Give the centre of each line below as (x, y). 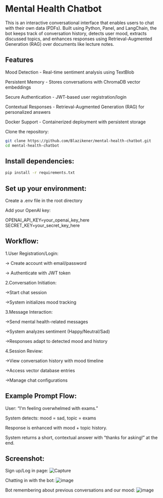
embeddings (18, 87)
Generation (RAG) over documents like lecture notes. (60, 44)
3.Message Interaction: (29, 312)
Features (19, 60)
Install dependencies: (40, 161)
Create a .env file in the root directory (44, 200)
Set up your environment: (46, 189)
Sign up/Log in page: (27, 471)
